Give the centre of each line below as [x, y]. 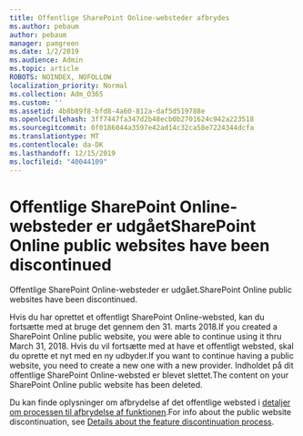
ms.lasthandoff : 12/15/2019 [63, 153]
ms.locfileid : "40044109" [58, 162]
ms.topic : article [44, 69]
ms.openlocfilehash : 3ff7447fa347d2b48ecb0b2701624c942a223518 [132, 119]
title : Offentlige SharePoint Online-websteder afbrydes [120, 18]
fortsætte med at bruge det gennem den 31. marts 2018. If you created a [143, 327]
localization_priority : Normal [69, 86]
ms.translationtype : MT [55, 137]
